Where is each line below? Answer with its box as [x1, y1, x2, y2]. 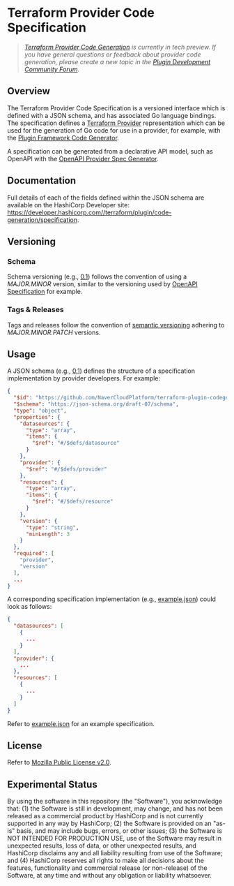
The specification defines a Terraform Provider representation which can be [7, 119, 225, 127]
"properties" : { [13, 413, 61, 420]
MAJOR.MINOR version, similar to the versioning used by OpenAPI [7, 280, 198, 288]
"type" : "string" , [25, 524, 79, 531]
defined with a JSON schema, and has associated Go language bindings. [7, 111, 217, 119]
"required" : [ [13, 550, 54, 557]
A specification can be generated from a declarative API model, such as [7, 147, 214, 155]
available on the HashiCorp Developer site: [7, 200, 130, 209]
